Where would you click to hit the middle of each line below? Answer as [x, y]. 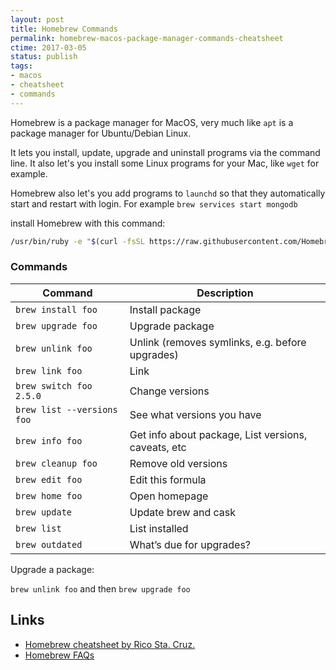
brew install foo [56, 309]
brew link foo [49, 370]
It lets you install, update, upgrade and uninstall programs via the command [165, 152]
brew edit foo [49, 479]
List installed [159, 528]
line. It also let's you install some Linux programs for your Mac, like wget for [165, 163]
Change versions [169, 391]
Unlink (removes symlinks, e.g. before [218, 342]
